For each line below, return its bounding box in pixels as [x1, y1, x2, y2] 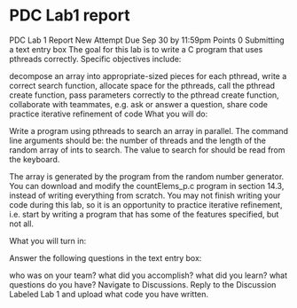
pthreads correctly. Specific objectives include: [9, 53, 182, 64]
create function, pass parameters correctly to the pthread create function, [9, 90, 279, 100]
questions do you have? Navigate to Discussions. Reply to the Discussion [9, 279, 277, 289]
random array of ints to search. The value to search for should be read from [9, 144, 285, 155]
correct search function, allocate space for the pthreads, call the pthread [9, 80, 276, 91]
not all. [9, 218, 34, 229]
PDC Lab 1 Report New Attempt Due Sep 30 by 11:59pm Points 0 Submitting [9, 35, 285, 45]
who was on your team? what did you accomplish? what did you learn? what [9, 270, 288, 280]
